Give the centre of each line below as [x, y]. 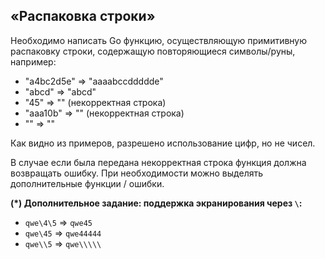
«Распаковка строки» [83, 16]
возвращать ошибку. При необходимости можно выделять [137, 173]
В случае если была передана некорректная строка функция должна [158, 162]
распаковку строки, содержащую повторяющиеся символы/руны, [153, 51]
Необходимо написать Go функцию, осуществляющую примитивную [159, 40]
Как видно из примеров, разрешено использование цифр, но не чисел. [163, 143]
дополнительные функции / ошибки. [87, 183]
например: [33, 61]
